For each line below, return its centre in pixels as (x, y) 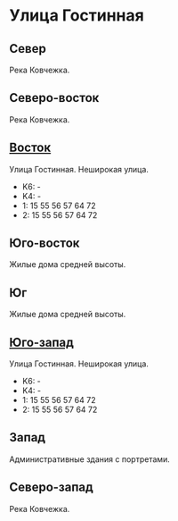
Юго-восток (44, 244)
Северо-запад (51, 487)
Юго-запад (41, 342)
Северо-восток (54, 98)
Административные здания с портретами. (90, 459)
